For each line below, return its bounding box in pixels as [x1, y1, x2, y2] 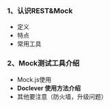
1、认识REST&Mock [7, 5, 73, 15]
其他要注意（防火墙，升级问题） [16, 92, 107, 100]
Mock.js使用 [16, 75, 52, 83]
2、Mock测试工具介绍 [7, 59, 80, 68]
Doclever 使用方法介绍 [16, 84, 81, 92]
